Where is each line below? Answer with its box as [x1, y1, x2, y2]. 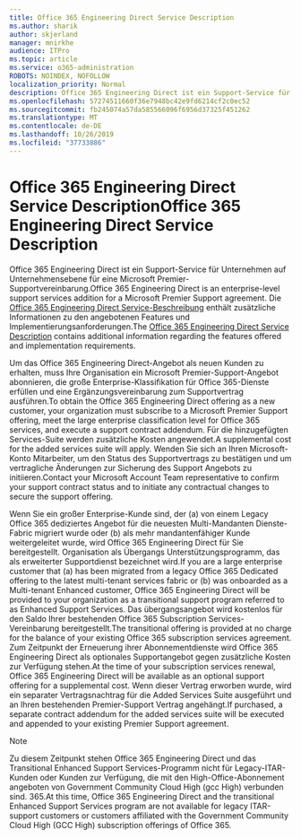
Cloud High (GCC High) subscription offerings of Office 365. [9, 819, 232, 830]
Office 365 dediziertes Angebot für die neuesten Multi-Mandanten [9, 518, 254, 529]
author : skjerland [9, 30, 78, 39]
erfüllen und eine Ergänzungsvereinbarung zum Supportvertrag [9, 386, 245, 397]
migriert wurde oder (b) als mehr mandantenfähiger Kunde [34, 527, 251, 538]
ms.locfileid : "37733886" [9, 138, 106, 147]
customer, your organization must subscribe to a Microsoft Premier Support [9, 405, 288, 415]
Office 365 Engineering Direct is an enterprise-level [90, 283, 280, 293]
